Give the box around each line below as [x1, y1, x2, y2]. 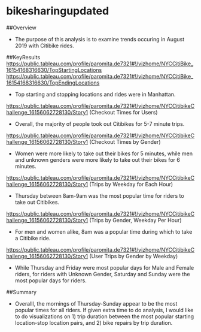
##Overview [6, 24, 37, 31]
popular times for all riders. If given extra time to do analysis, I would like [14, 306, 194, 313]
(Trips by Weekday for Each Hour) [89, 180, 173, 188]
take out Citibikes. [14, 198, 60, 206]
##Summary [6, 288, 37, 295]
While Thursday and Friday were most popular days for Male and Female [14, 264, 194, 271]
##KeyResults [6, 53, 41, 61]
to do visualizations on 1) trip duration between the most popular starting [14, 313, 194, 320]
